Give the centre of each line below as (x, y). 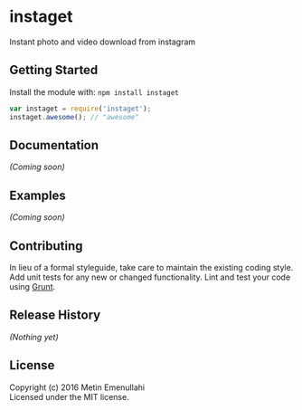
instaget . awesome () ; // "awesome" (75, 117)
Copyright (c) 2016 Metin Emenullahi (77, 387)
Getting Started (54, 70)
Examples (38, 195)
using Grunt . (33, 286)
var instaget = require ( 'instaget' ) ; (80, 109)
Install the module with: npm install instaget (94, 91)
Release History (55, 315)
